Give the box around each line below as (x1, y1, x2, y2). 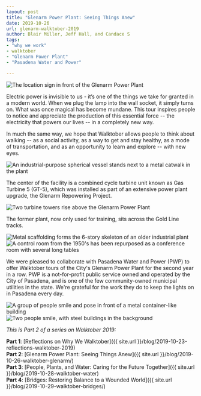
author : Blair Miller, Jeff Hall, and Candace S (6, 31, 130, 37)
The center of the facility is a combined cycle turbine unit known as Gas (6, 179, 184, 186)
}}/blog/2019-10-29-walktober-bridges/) (6, 382, 106, 389)
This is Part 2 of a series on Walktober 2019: (6, 326, 116, 333)
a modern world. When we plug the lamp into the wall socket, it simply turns (6, 99, 194, 106)
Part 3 (6, 363, 22, 371)
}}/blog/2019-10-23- (137, 338, 188, 345)
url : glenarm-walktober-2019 (6, 25, 79, 32)
